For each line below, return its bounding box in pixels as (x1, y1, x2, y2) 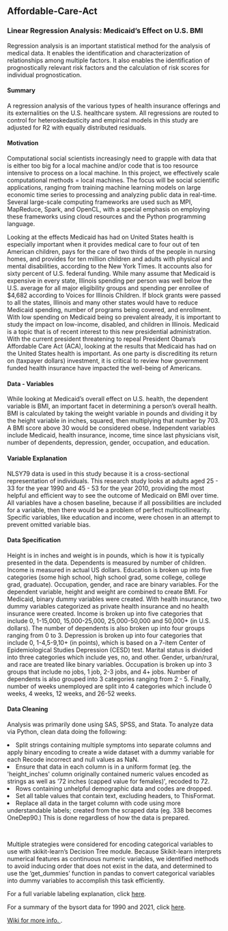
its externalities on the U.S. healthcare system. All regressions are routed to (7, 109, 219, 117)
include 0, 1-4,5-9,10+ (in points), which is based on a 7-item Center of (7, 638, 206, 646)
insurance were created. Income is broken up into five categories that (7, 609, 203, 617)
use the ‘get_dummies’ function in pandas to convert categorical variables (7, 869, 215, 877)
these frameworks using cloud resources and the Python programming (7, 212, 206, 221)
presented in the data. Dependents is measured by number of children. (7, 558, 207, 567)
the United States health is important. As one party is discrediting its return (7, 349, 218, 358)
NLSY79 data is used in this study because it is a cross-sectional (7, 469, 190, 478)
